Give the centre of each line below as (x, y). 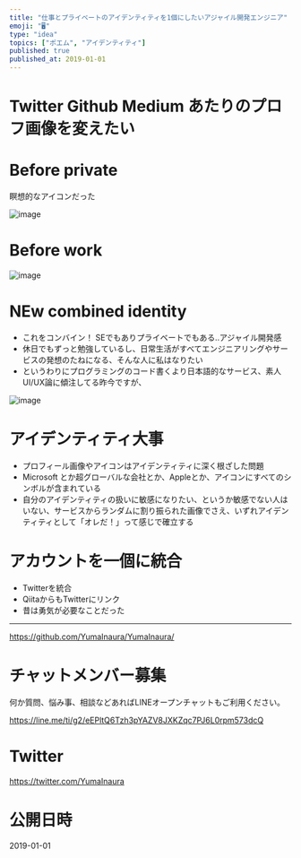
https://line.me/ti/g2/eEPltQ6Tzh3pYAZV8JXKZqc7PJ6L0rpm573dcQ (137, 720)
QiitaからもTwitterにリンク (71, 599)
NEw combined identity (98, 312)
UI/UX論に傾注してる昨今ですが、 (84, 382)
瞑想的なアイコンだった (52, 196)
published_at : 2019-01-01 (57, 59)
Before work (56, 251)
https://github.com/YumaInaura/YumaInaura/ (92, 637)
